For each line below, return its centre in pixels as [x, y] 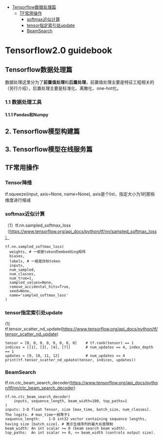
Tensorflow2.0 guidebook [59, 51]
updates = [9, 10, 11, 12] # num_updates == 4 [65, 356]
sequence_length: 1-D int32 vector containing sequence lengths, [76, 419]
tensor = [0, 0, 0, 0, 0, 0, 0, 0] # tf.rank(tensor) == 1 [69, 343]
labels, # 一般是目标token [35, 262]
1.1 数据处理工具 [24, 102]
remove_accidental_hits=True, [40, 287]
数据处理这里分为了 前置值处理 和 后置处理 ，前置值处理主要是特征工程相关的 [80, 82]
